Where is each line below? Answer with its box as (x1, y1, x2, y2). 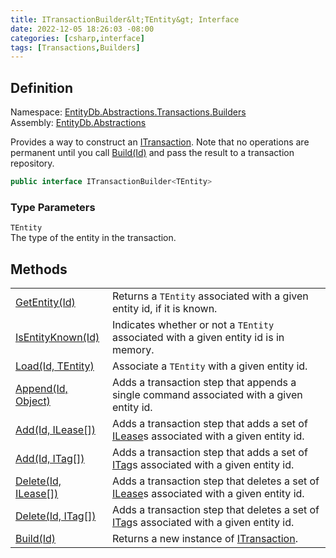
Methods (10, 261, 68, 278)
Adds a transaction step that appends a (111, 376, 297, 390)
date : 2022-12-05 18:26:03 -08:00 (10, 24, 155, 34)
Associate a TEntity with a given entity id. (111, 359, 308, 373)
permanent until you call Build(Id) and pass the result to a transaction (10, 147, 295, 159)
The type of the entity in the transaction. (10, 232, 177, 244)
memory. (111, 343, 155, 357)
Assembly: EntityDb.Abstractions (10, 117, 147, 129)
